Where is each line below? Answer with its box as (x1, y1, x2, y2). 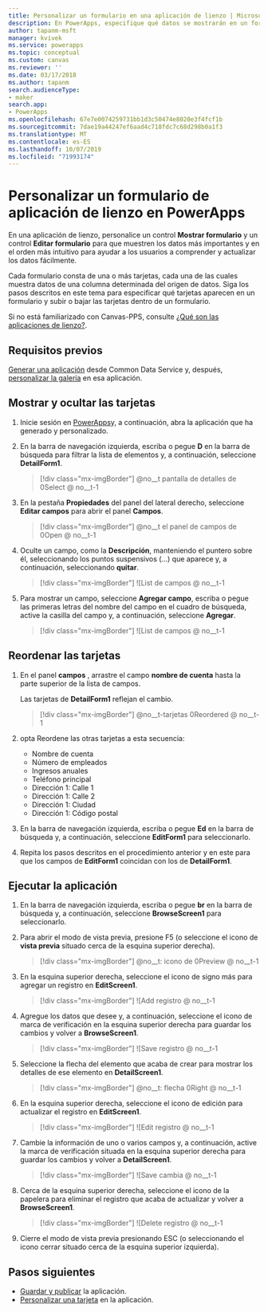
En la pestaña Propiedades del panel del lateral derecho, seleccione (19, 498, 245, 507)
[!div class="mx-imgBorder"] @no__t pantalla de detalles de (39, 474, 237, 483)
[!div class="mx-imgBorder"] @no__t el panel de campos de (39, 522, 237, 531)
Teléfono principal (31, 774, 92, 784)
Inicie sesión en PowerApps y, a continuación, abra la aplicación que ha (19, 417, 254, 427)
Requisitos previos (8, 344, 103, 357)
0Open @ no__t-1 (39, 530, 97, 539)
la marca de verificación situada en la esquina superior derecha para (19, 1146, 246, 1156)
